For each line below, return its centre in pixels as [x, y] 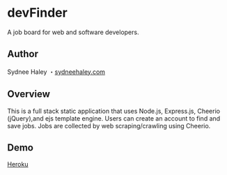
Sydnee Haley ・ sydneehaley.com [56, 72]
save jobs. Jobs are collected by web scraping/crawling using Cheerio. [109, 125]
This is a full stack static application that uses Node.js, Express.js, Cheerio [114, 111]
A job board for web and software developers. [73, 32]
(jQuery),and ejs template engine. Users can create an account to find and [114, 118]
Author [23, 54]
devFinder [37, 13]
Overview [29, 94]
